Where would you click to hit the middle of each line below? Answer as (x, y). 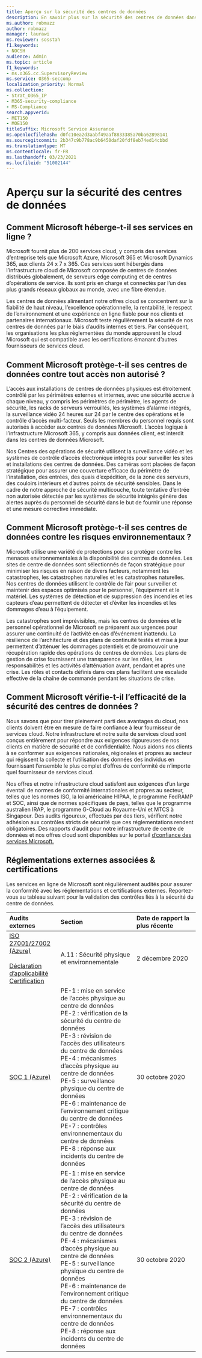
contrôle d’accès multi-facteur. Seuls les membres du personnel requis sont (100, 421)
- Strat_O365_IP (26, 96)
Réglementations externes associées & (81, 860)
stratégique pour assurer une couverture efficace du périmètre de (88, 471)
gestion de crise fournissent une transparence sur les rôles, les (84, 659)
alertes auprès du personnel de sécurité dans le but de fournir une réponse (99, 503)
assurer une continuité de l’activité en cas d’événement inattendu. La (91, 633)
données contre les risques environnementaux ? (99, 537)
